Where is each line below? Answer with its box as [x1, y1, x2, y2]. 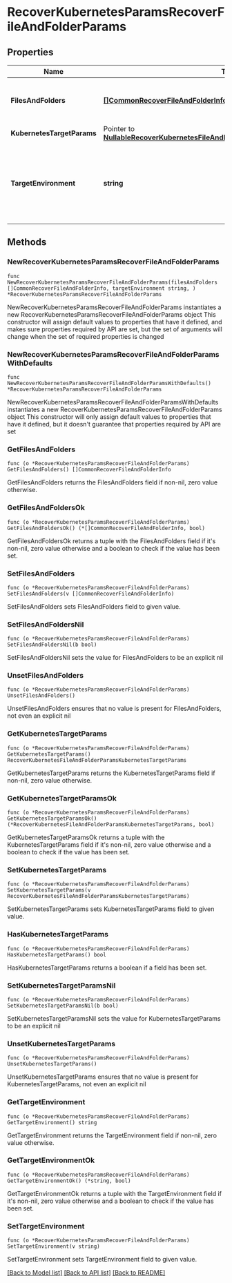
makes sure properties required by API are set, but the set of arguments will [7, 325, 222, 333]
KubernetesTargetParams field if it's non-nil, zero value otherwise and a [7, 841, 211, 849]
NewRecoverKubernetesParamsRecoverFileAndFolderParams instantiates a [7, 303, 222, 311]
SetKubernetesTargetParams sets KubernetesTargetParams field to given [7, 905, 215, 913]
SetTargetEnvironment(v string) [7, 1243, 100, 1250]
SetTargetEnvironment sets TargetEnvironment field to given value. [7, 1255, 197, 1264]
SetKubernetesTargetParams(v [7, 887, 91, 894]
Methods [7, 236, 47, 248]
